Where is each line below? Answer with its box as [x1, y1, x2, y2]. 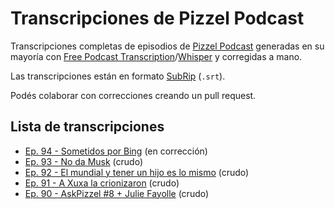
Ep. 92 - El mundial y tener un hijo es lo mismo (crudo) [24, 166, 250, 178]
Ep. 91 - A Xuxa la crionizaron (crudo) [24, 177, 180, 189]
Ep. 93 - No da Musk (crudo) [24, 155, 144, 167]
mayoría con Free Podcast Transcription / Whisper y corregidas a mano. [10, 50, 303, 62]
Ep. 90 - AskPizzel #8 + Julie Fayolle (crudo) [24, 187, 210, 199]
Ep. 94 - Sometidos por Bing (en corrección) [24, 145, 208, 157]
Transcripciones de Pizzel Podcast [10, 7, 305, 30]
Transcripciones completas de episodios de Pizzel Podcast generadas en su [10, 40, 325, 52]
